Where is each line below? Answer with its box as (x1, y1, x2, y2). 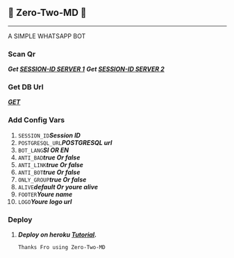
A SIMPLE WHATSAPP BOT (8, 32, 86, 40)
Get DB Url (8, 83, 44, 92)
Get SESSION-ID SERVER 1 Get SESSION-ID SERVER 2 (8, 65, 165, 74)
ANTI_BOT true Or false (17, 168, 81, 176)
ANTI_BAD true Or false (17, 153, 81, 162)
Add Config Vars (8, 115, 65, 125)
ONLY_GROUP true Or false (17, 175, 87, 184)
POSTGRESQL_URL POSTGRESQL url (17, 138, 112, 146)
